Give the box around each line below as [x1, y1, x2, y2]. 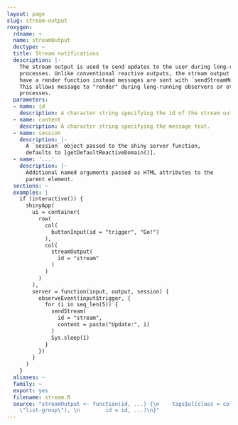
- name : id [13, 103, 45, 110]
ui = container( [32, 209, 80, 216]
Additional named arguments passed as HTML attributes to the [25, 168, 214, 176]
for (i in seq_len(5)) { [44, 301, 119, 308]
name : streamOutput [13, 37, 71, 44]
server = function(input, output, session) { [32, 288, 170, 295]
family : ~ [13, 380, 42, 387]
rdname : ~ [13, 30, 42, 38]
